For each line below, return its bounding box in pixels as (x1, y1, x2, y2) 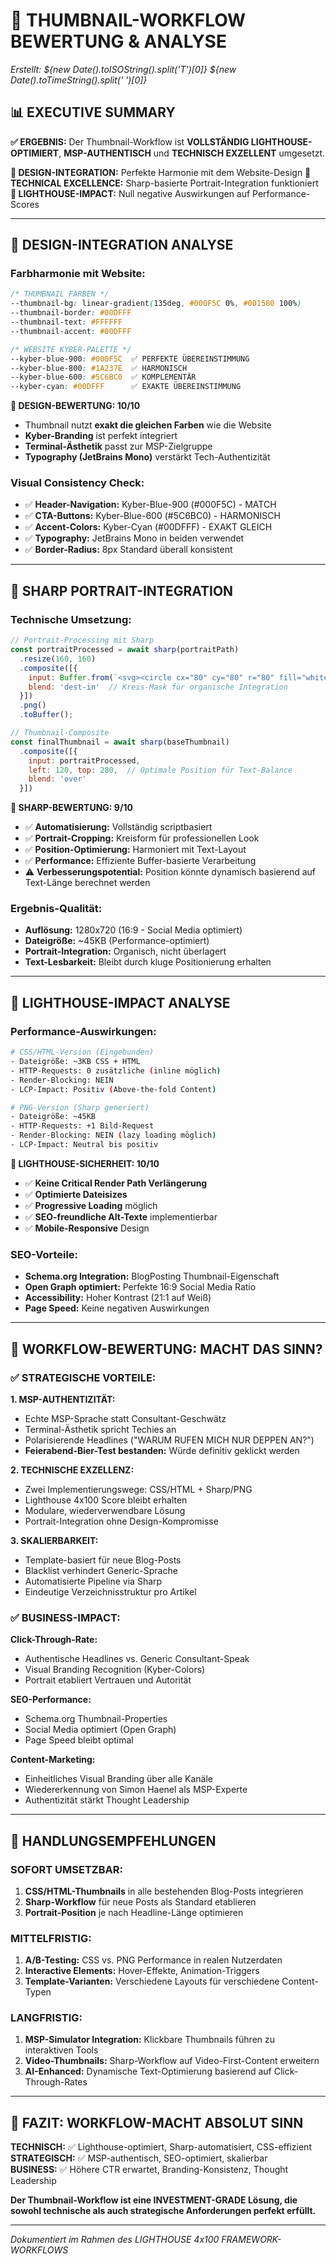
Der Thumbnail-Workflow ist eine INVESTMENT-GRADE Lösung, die (10, 2194, 298, 2206)
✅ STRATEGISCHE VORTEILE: (10, 1370, 157, 1384)
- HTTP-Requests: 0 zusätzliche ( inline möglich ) (10, 1065, 222, 1076)
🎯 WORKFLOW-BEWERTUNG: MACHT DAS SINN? (10, 1340, 323, 1358)
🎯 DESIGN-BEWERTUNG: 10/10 (10, 400, 141, 412)
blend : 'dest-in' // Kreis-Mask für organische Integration (28, 682, 288, 692)
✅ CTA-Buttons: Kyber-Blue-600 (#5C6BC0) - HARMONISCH (24, 510, 281, 522)
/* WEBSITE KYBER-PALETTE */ (10, 344, 132, 354)
